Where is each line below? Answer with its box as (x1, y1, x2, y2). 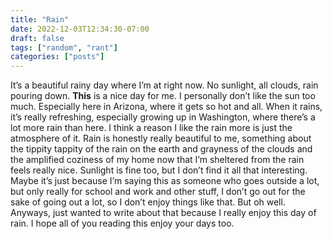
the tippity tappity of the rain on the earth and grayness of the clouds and (10, 143, 313, 155)
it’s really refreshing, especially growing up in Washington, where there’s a (10, 111, 316, 123)
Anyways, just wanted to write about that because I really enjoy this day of (10, 207, 317, 219)
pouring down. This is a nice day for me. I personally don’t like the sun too (10, 90, 316, 102)
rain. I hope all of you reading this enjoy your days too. (10, 217, 235, 230)
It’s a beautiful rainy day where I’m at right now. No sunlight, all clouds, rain (10, 79, 319, 91)
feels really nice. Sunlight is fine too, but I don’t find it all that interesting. (10, 164, 308, 176)
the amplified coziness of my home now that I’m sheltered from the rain (10, 154, 305, 166)
